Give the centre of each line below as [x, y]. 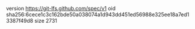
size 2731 [46, 21]
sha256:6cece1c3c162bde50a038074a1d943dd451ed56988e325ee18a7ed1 [98, 14]
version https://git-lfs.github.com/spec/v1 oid [61, 8]
